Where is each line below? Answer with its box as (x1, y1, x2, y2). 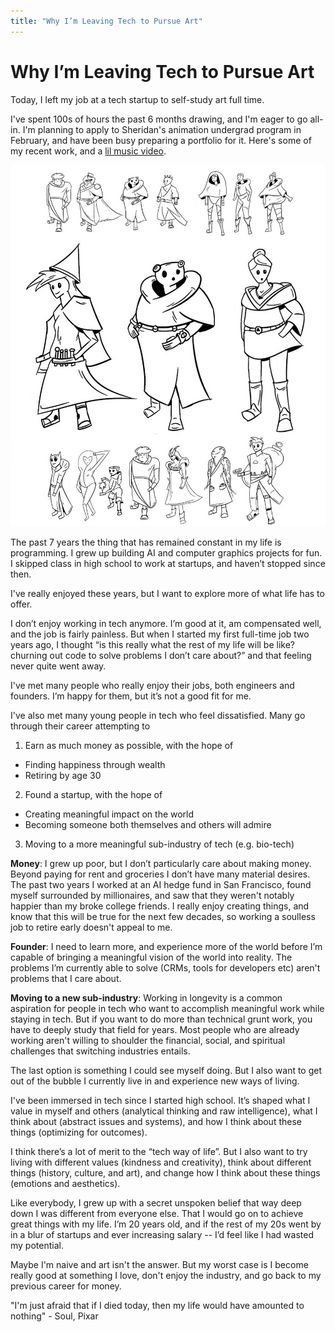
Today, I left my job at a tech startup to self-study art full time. (10, 93, 265, 105)
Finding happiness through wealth (24, 759, 166, 771)
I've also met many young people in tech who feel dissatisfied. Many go (10, 710, 306, 722)
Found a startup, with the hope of (24, 789, 163, 801)
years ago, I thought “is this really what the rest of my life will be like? (10, 639, 296, 651)
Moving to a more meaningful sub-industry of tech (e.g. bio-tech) (24, 838, 295, 850)
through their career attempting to (10, 720, 151, 732)
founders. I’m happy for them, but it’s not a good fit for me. (10, 690, 252, 702)
